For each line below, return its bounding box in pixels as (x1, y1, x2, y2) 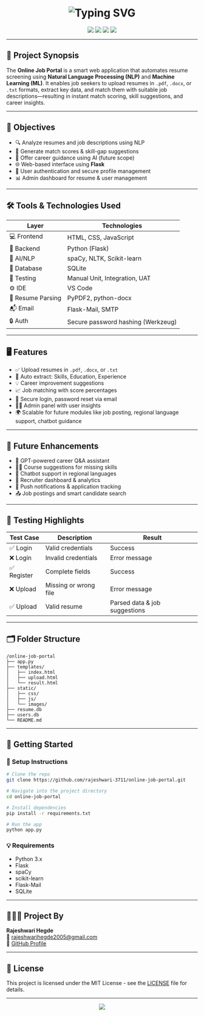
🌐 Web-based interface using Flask (15, 160, 105, 167)
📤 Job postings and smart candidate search (15, 490, 126, 497)
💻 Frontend (9, 232, 44, 240)
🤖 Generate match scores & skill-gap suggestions (15, 147, 139, 155)
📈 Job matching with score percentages (15, 387, 117, 394)
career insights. (6, 99, 46, 106)
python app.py (6, 827, 42, 833)
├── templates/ (6, 664, 45, 670)
